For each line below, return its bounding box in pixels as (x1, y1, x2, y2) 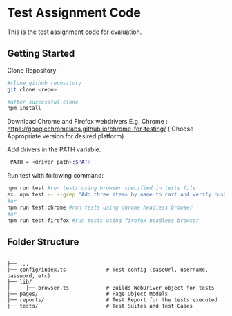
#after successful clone (7, 98, 79, 105)
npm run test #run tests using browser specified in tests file (7, 185, 196, 192)
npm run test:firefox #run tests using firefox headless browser (7, 216, 199, 224)
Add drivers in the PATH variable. (7, 145, 101, 154)
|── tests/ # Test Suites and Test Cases (7, 303, 193, 310)
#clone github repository (7, 80, 81, 86)
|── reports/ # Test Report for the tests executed (7, 297, 217, 304)
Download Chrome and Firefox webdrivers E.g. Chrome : (7, 118, 168, 126)
